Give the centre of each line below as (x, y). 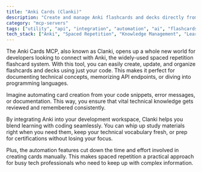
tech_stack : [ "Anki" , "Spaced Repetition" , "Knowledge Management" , (94, 34)
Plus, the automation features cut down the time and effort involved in (93, 150)
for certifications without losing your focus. (60, 138)
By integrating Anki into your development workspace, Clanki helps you (95, 119)
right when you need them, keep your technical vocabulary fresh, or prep (97, 132)
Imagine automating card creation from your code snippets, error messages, (101, 95)
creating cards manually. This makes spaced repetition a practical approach (100, 156)
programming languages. (37, 83)
